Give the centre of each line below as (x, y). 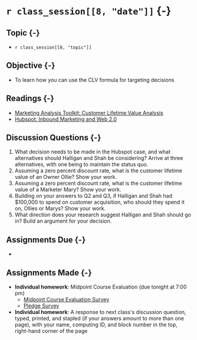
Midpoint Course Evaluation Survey (66, 300)
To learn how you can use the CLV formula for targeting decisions (94, 80)
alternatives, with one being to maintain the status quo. (81, 165)
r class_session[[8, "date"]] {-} (89, 11)
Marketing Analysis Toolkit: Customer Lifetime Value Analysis (89, 113)
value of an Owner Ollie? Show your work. (65, 177)
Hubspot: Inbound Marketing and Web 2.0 (65, 119)
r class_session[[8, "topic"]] (53, 47)
